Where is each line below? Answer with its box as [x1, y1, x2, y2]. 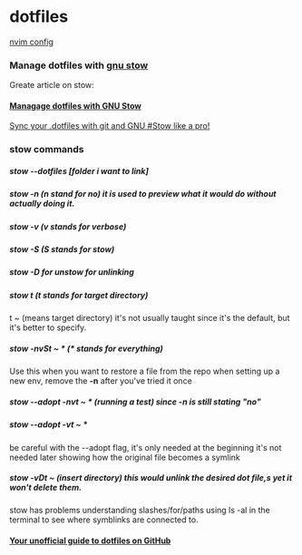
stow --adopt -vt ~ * [9, 419, 88, 430]
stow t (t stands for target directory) [9, 289, 149, 300]
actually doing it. [9, 198, 75, 209]
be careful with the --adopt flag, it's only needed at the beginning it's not [9, 442, 282, 453]
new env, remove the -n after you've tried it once [9, 375, 192, 386]
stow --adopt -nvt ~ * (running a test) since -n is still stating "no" [9, 396, 261, 407]
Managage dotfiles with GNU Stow [9, 100, 142, 111]
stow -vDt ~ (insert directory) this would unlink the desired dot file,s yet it [9, 472, 293, 483]
